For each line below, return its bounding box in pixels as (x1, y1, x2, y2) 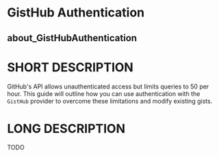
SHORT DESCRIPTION (7, 60, 133, 75)
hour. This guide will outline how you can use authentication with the (7, 89, 201, 97)
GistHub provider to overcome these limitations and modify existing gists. (7, 97, 213, 105)
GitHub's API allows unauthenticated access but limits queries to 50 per (7, 82, 209, 90)
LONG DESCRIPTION (7, 121, 125, 136)
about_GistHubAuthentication (7, 32, 138, 44)
